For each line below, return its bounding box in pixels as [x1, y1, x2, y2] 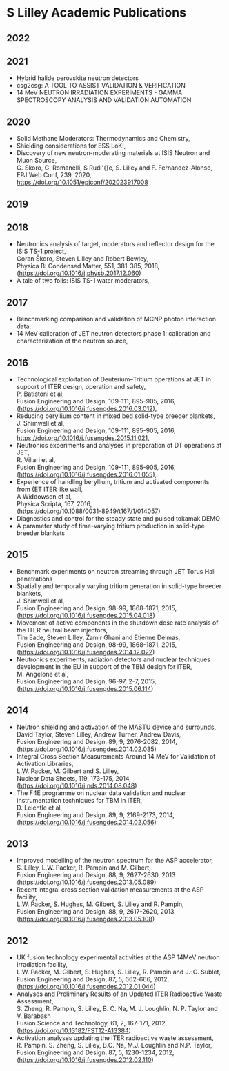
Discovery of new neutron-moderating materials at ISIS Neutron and [16, 149, 210, 157]
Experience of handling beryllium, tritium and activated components [16, 478, 210, 486]
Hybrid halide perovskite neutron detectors [16, 74, 139, 82]
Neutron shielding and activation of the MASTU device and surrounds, [16, 723, 217, 731]
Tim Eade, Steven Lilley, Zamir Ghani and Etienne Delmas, [16, 633, 181, 641]
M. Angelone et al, [16, 670, 69, 678]
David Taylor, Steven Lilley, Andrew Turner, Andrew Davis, [16, 730, 181, 739]
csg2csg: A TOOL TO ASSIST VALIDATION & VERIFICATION [16, 81, 186, 90]
